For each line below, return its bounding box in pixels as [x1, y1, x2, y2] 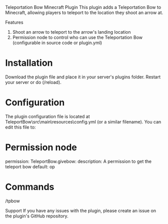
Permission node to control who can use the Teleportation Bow [12, 35, 143, 40]
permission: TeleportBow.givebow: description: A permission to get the [5, 158, 152, 164]
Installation [5, 57, 53, 69]
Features [5, 20, 24, 25]
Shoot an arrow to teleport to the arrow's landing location [12, 29, 131, 35]
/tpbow [5, 198, 20, 204]
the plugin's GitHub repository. [5, 213, 69, 219]
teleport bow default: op [5, 163, 55, 170]
